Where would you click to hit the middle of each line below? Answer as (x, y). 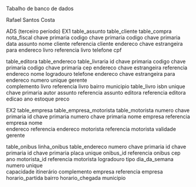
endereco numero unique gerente (47, 80)
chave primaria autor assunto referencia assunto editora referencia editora (96, 93)
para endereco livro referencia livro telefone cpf (64, 50)
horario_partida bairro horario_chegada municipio (66, 178)
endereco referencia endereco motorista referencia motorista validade (91, 129)
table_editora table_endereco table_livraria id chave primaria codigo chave (96, 61)
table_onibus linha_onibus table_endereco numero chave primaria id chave (96, 147)
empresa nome (24, 123)
